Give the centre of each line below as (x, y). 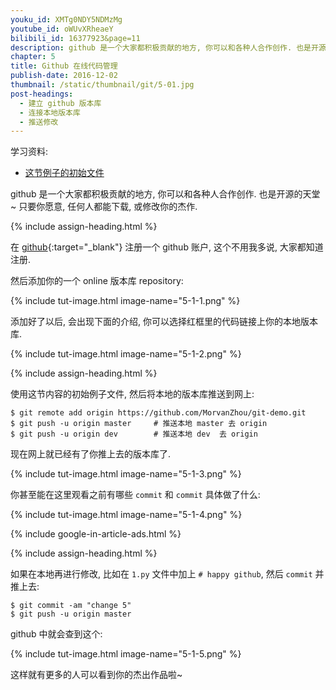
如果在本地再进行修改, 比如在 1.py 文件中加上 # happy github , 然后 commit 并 (167, 574)
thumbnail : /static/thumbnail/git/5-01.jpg (102, 85)
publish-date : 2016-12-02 (64, 76)
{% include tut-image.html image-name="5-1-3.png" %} (126, 474)
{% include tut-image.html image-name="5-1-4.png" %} (126, 515)
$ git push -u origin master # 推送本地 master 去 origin (139, 424)
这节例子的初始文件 (64, 173)
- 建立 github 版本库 (60, 103)
